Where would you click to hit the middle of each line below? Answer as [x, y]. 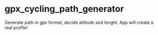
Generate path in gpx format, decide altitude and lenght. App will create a [79, 22]
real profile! [16, 27]
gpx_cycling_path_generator [64, 9]
